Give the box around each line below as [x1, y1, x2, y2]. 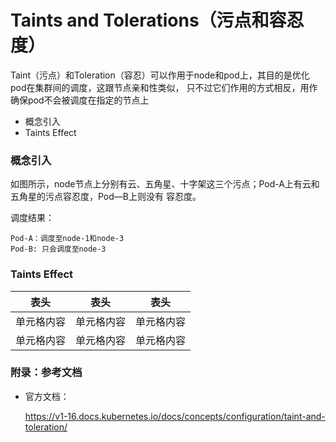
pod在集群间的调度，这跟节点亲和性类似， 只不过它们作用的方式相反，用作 [10, 81, 318, 93]
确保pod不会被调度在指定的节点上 [10, 94, 150, 106]
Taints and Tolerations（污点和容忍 [10, 9, 305, 32]
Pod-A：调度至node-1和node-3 [10, 234, 125, 244]
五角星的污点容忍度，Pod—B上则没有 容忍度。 [10, 191, 202, 203]
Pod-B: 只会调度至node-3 [10, 244, 107, 255]
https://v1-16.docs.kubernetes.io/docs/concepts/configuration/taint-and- [24, 410, 326, 422]
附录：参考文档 [10, 366, 83, 380]
